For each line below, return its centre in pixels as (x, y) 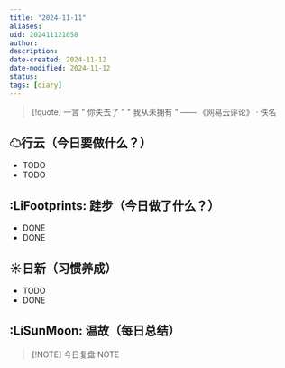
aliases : (26, 26)
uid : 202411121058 (44, 34)
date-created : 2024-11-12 (58, 60)
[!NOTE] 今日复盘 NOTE (75, 354)
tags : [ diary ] (36, 85)
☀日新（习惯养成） (63, 268)
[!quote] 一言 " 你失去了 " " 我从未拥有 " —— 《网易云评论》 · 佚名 (154, 112)
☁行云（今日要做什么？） (80, 143)
